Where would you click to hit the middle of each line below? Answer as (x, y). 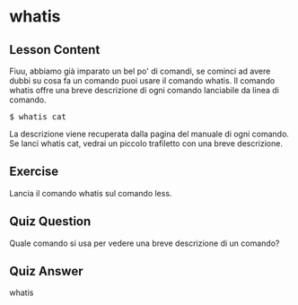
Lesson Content (55, 50)
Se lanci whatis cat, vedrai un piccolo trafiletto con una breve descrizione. (146, 144)
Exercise (34, 172)
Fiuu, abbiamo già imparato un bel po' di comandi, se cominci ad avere (140, 71)
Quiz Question (50, 222)
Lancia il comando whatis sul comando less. (91, 193)
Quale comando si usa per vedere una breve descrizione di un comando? (145, 243)
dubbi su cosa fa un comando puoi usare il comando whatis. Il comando (142, 81)
